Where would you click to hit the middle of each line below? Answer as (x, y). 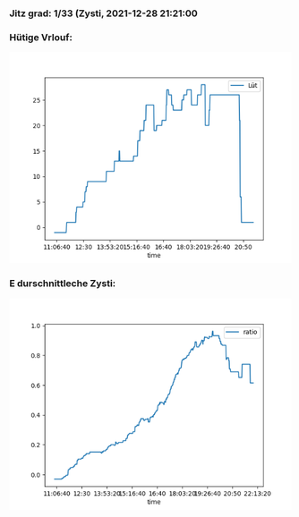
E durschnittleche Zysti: (63, 284)
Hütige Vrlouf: (41, 37)
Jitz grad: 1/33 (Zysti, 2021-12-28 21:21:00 (104, 13)
